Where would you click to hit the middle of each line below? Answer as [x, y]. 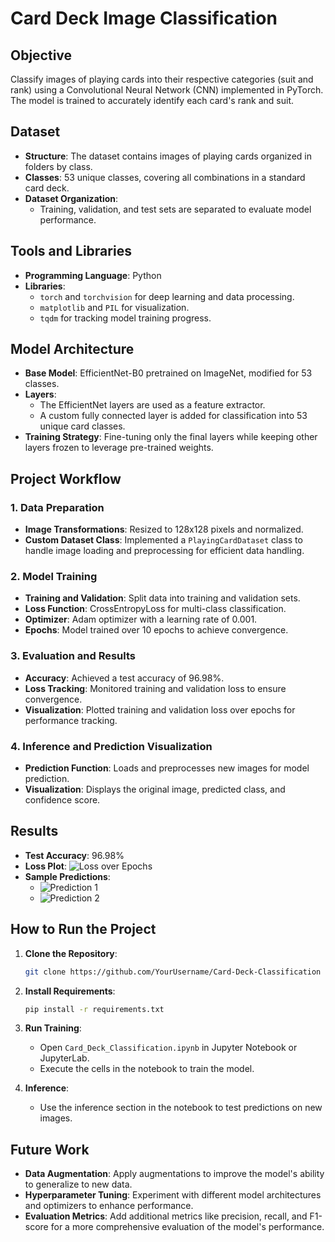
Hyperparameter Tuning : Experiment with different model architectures [173, 1195]
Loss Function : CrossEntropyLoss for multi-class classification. [155, 609]
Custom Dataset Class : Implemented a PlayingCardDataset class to [163, 540]
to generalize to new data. [78, 1184]
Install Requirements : [70, 991]
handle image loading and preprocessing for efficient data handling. [164, 551]
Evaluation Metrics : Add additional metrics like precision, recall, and [166, 1216]
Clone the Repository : [71, 953]
